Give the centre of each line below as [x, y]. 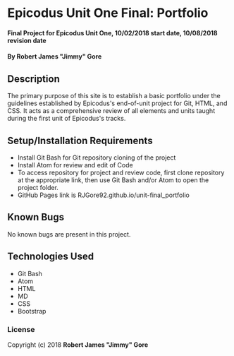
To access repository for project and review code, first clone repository [121, 172]
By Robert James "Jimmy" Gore [55, 57]
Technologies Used [50, 257]
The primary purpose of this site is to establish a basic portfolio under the [114, 96]
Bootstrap [32, 311]
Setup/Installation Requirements [80, 140]
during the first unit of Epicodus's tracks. [67, 119]
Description [33, 79]
